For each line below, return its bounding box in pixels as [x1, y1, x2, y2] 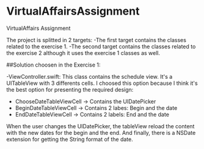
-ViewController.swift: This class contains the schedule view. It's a [6, 73, 173, 80]
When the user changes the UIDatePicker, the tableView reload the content [6, 122, 195, 129]
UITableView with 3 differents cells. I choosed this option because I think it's [6, 79, 198, 87]
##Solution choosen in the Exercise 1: [6, 61, 101, 68]
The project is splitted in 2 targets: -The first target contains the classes [6, 36, 186, 43]
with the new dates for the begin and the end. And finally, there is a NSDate [6, 129, 196, 136]
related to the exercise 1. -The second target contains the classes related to [6, 43, 196, 50]
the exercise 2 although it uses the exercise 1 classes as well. [6, 49, 161, 56]
